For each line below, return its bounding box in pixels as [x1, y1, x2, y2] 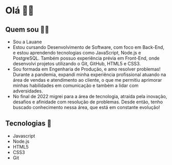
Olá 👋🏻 [5, 5, 34, 16]
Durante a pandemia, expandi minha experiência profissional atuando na [12, 71, 166, 78]
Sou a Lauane [12, 39, 42, 45]
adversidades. [12, 88, 43, 94]
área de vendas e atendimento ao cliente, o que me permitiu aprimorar [12, 77, 162, 83]
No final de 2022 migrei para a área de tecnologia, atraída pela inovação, [12, 94, 167, 99]
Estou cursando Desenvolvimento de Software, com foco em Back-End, [12, 44, 164, 50]
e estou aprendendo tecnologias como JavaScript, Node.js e [12, 50, 141, 56]
